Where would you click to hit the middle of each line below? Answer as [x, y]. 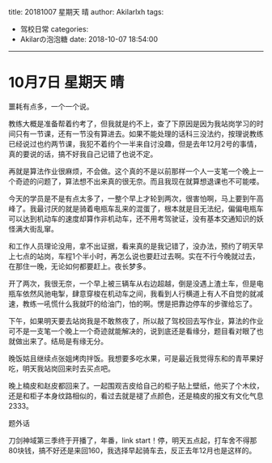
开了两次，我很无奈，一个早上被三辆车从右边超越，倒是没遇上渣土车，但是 [132, 283]
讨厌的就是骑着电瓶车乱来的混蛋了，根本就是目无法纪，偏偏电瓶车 [153, 208]
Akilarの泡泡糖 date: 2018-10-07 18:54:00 [89, 39]
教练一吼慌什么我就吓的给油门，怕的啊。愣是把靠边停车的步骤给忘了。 [139, 304]
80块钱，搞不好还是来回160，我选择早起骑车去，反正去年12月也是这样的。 [132, 450]
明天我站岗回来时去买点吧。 [68, 368]
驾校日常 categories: [54, 29]
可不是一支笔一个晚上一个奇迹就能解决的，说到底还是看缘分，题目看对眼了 [132, 331]
